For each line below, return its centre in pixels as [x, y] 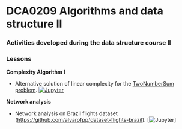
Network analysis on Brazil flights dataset [66, 113]
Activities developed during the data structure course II [89, 43]
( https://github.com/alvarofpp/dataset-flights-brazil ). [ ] [96, 120]
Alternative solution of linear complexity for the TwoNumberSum [94, 84]
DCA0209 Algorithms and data [85, 11]
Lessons [19, 59]
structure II [34, 24]
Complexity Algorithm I [36, 72]
